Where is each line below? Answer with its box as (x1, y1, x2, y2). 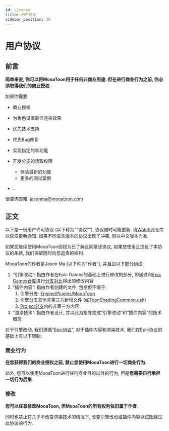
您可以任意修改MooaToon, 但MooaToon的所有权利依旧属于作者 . (5, 403, 138, 409)
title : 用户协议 (5, 12, 36, 17)
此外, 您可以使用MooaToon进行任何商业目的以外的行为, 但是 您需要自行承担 (5, 370, 160, 376)
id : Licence (5, 7, 30, 13)
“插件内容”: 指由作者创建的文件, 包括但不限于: (12, 284, 107, 291)
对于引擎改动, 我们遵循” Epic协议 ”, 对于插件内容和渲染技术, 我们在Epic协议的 (5, 327, 162, 333)
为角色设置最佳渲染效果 (12, 115, 62, 121)
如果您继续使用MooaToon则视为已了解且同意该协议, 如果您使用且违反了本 (5, 244, 158, 250)
